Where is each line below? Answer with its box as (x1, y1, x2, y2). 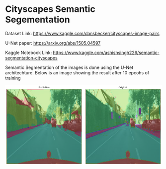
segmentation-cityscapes (5, 55, 58, 60)
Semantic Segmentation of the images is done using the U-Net (5, 64, 134, 70)
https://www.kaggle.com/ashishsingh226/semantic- (53, 50, 160, 56)
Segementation (5, 14, 71, 25)
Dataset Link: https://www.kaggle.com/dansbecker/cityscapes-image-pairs (5, 30, 160, 36)
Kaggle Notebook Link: (5, 50, 52, 56)
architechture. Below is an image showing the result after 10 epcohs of (5, 69, 150, 75)
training (5, 75, 21, 81)
